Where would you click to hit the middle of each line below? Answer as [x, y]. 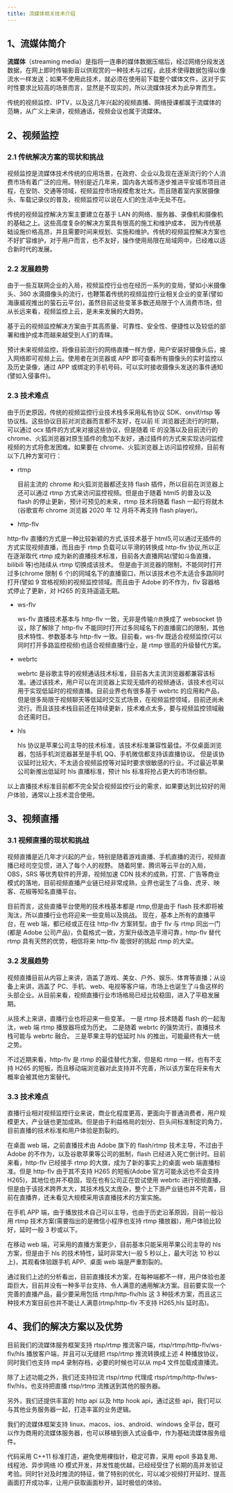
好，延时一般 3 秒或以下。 [44, 1229]
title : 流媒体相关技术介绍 [42, 14]
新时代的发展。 [34, 249]
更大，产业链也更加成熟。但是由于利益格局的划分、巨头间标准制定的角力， [119, 1121]
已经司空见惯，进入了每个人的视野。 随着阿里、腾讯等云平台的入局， [111, 866]
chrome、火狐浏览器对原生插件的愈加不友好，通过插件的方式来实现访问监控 [115, 438]
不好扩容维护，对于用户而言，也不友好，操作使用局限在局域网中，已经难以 [113, 240]
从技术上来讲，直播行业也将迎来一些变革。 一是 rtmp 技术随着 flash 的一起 [113, 1018]
